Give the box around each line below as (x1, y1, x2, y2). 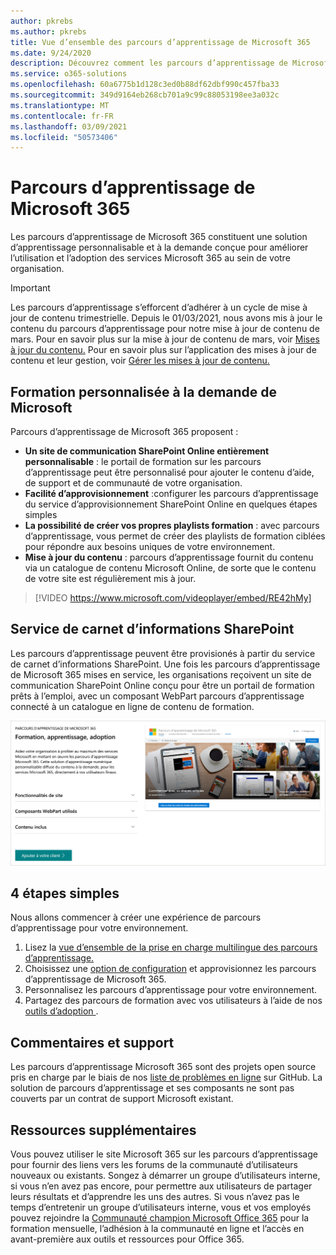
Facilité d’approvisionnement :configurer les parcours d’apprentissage (24, 488, 319, 499)
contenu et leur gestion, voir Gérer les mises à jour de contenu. (10, 355, 270, 367)
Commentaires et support (10, 1034, 175, 1051)
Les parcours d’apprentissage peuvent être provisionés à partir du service (10, 647, 316, 659)
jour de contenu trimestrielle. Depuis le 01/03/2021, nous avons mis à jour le (10, 312, 323, 324)
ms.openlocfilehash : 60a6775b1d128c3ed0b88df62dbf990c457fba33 (10, 80, 280, 90)
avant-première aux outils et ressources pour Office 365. (10, 1233, 245, 1245)
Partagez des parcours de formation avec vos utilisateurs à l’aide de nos (24, 995, 323, 1007)
